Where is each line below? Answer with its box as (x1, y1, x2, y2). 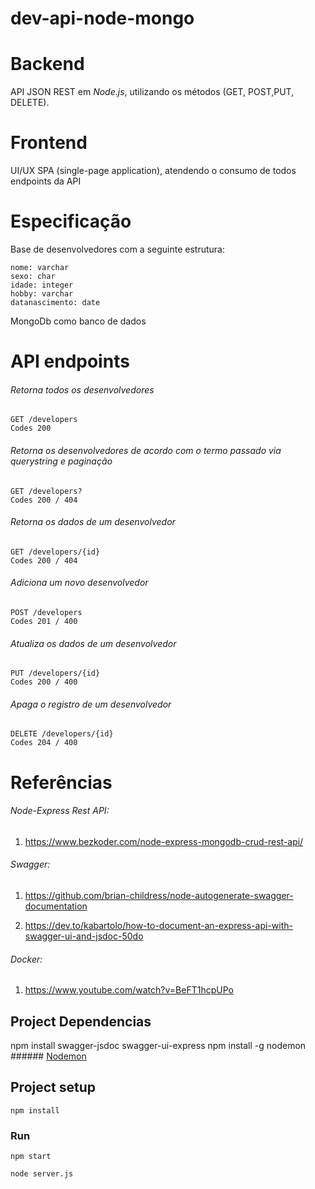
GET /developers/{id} (10, 547, 101, 557)
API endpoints (10, 350, 130, 373)
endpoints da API (10, 175, 82, 187)
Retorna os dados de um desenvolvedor (10, 516, 176, 528)
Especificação (10, 210, 132, 233)
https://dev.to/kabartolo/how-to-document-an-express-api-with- (24, 920, 293, 931)
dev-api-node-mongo (10, 7, 195, 30)
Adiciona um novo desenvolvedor (10, 577, 149, 589)
